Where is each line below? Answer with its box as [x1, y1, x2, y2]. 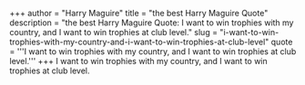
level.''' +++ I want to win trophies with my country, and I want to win [9, 56, 269, 66]
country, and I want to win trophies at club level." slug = [9, 27, 219, 37]
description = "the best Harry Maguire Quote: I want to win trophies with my [9, 17, 294, 28]
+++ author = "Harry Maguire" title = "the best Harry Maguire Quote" [9, 8, 269, 18]
